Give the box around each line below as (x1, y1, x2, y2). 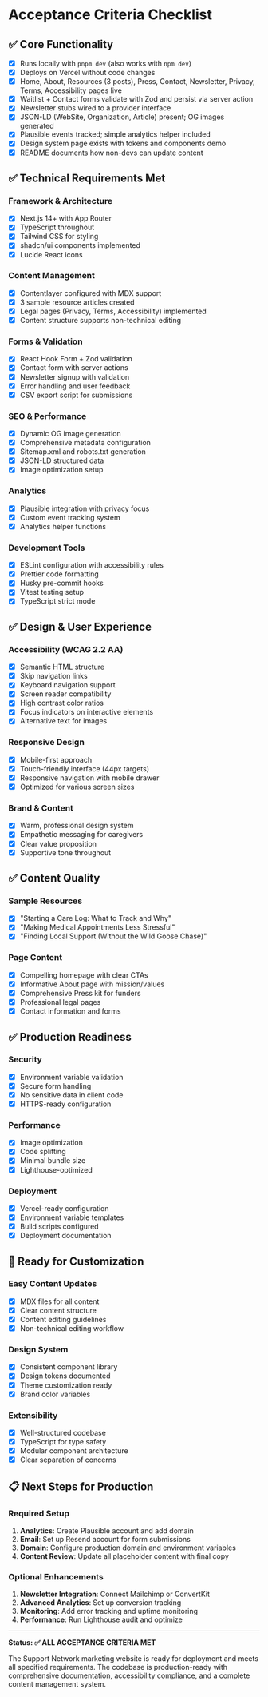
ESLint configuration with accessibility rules (19, 560, 164, 570)
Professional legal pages (19, 998, 101, 1006)
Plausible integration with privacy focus (19, 504, 150, 513)
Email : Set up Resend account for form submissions (19, 1534, 191, 1544)
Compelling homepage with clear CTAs (19, 970, 149, 980)
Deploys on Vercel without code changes (19, 68, 156, 78)
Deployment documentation (19, 1231, 112, 1241)
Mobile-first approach (19, 755, 93, 764)
